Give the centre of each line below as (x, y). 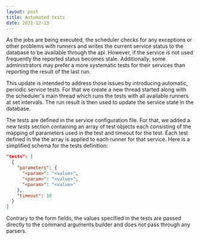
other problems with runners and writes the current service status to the (95, 46)
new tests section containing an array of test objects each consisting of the (99, 127)
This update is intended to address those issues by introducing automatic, (97, 83)
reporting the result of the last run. (48, 72)
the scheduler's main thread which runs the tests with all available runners (98, 96)
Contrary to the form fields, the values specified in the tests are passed (94, 218)
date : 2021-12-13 (28, 23)
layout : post (22, 12)
